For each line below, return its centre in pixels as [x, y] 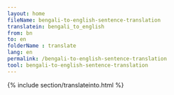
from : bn [20, 33]
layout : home [26, 14]
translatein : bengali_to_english [56, 26]
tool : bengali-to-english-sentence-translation [78, 65]
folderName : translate [42, 46]
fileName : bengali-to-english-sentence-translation [84, 20]
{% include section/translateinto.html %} [66, 85]
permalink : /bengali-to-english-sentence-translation [87, 59]
